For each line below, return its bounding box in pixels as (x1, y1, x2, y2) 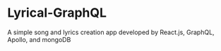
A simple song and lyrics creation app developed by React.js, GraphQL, (7, 28, 215, 36)
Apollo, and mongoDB (7, 35, 71, 43)
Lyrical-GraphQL (7, 5, 107, 21)
